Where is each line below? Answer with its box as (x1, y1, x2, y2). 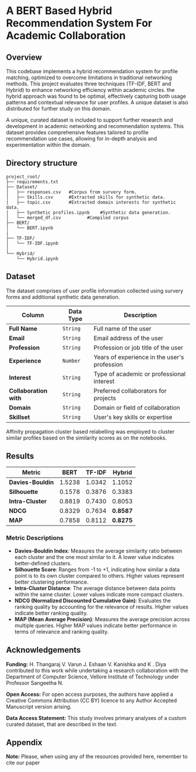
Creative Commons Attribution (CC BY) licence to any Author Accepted (6, 696, 177, 704)
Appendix (6, 737, 43, 747)
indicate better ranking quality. (14, 609, 88, 616)
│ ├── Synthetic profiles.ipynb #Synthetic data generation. (6, 210, 171, 215)
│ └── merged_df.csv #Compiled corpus (6, 215, 129, 221)
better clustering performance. (14, 578, 89, 585)
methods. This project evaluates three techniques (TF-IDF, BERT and (6, 80, 171, 87)
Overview (6, 52, 43, 62)
